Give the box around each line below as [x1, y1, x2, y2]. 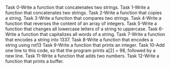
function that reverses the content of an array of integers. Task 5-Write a [5, 20, 157, 26]
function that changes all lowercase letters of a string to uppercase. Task [5, 26, 158, 32]
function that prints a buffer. [5, 58, 64, 64]
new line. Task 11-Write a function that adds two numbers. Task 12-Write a [5, 53, 159, 59]
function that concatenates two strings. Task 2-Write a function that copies [5, 10, 162, 16]
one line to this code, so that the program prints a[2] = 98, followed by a [5, 48, 156, 53]
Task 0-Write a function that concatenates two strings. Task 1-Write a [5, 5, 150, 10]
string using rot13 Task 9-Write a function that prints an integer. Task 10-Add [5, 42, 165, 48]
